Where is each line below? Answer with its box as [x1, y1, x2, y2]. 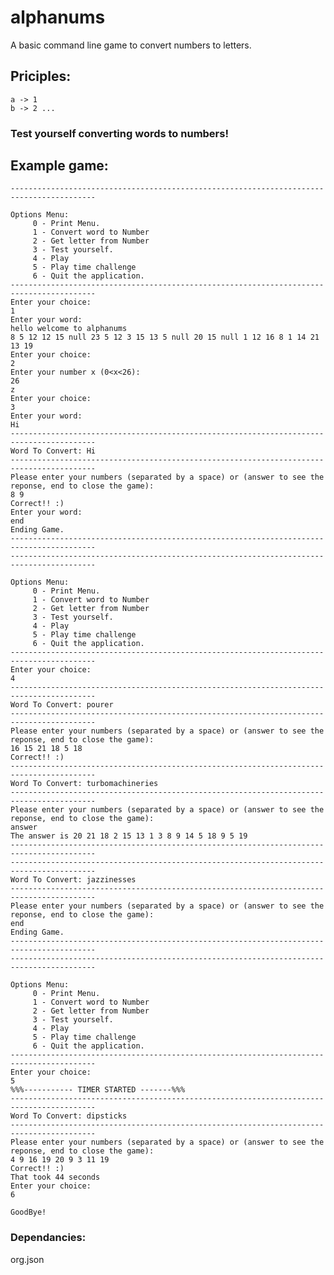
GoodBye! [10, 1207, 47, 1218]
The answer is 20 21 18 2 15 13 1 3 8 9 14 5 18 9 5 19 [10, 831, 248, 841]
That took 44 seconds [10, 1172, 101, 1183]
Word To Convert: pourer [10, 700, 114, 710]
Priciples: [10, 68, 72, 85]
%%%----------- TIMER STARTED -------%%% [10, 1085, 186, 1095]
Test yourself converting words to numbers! [10, 126, 229, 140]
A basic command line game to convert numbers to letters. [10, 39, 252, 51]
